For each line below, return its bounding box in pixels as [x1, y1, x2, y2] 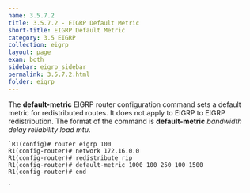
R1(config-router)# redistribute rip [8, 153, 133, 162]
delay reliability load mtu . [8, 124, 91, 134]
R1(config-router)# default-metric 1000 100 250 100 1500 [8, 161, 203, 168]
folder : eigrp [8, 78, 55, 85]
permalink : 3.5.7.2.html [8, 70, 90, 78]
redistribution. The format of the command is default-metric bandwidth [8, 116, 243, 126]
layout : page [8, 48, 51, 56]
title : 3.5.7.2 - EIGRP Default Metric [8, 19, 140, 27]
